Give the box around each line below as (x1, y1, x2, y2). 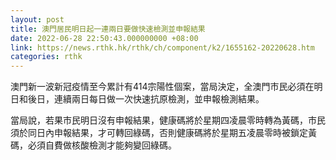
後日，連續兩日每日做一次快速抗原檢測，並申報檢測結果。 (27, 93, 265, 105)
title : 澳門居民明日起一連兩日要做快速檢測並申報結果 (10, 24, 206, 34)
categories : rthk (10, 52, 83, 62)
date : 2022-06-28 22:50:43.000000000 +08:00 (10, 33, 199, 43)
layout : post (10, 14, 65, 25)
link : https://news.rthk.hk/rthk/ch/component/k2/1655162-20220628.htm (10, 42, 315, 53)
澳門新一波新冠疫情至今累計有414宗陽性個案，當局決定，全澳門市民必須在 (10, 81, 315, 93)
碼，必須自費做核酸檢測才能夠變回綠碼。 (10, 139, 177, 151)
